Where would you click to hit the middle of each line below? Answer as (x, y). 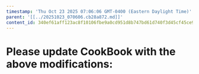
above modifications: (60, 64)
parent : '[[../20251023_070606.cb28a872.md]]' (65, 17)
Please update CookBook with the (91, 51)
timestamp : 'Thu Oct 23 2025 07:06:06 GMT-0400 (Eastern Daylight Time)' (99, 11)
